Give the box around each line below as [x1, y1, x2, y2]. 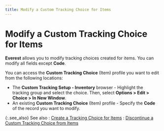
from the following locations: [5, 75, 63, 81]
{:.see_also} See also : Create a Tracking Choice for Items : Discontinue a [5, 115, 154, 121]
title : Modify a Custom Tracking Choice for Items [5, 7, 111, 12]
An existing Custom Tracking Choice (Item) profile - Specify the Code [12, 100, 156, 106]
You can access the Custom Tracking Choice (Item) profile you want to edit [5, 70, 159, 76]
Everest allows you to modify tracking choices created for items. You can [5, 55, 154, 61]
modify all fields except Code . [5, 60, 66, 66]
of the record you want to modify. [12, 105, 80, 111]
